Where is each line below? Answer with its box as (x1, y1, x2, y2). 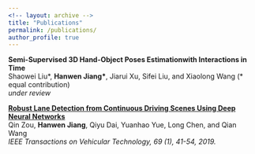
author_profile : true (8, 33, 80, 42)
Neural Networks (8, 112, 66, 122)
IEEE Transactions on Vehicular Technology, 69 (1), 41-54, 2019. (8, 137, 216, 146)
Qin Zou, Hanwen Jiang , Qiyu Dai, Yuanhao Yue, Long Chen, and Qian (8, 120, 237, 130)
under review (8, 88, 51, 98)
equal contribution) (8, 80, 70, 90)
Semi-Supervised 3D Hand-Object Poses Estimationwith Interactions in (8, 55, 247, 64)
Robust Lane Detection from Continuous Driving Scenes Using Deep (8, 104, 236, 113)
